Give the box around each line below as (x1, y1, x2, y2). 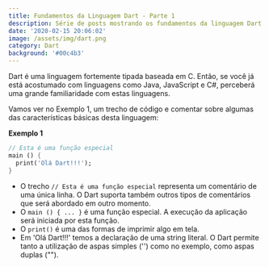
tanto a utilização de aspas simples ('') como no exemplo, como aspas (19, 241, 254, 251)
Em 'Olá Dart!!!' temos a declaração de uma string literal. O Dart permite (19, 232, 260, 242)
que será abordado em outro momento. (19, 198, 151, 208)
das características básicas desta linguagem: (8, 113, 159, 122)
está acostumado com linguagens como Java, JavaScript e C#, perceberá (8, 80, 255, 90)
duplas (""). (19, 249, 59, 259)
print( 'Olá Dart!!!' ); (15, 159, 92, 167)
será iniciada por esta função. (19, 215, 120, 225)
